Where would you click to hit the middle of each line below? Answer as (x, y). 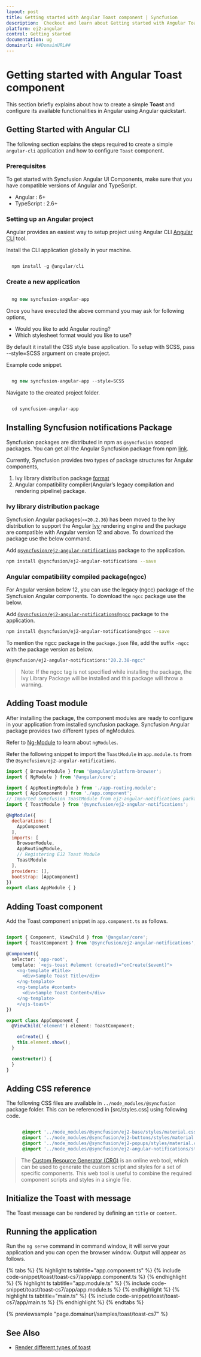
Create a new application (43, 282)
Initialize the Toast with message (69, 1198)
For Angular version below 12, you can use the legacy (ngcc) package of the (100, 590)
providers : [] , (31, 871)
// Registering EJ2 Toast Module (59, 854)
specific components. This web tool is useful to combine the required (106, 1173)
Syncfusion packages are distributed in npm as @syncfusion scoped (90, 442)
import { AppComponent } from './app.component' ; (69, 793)
